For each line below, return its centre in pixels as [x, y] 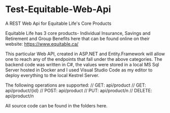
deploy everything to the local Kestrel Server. [53, 75]
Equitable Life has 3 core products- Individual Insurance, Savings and [78, 33]
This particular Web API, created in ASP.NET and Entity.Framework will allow [85, 54]
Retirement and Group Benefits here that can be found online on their [77, 39]
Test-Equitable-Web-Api [58, 9]
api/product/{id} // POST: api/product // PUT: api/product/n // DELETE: [79, 90]
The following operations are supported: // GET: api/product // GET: [76, 85]
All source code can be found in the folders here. [56, 105]
